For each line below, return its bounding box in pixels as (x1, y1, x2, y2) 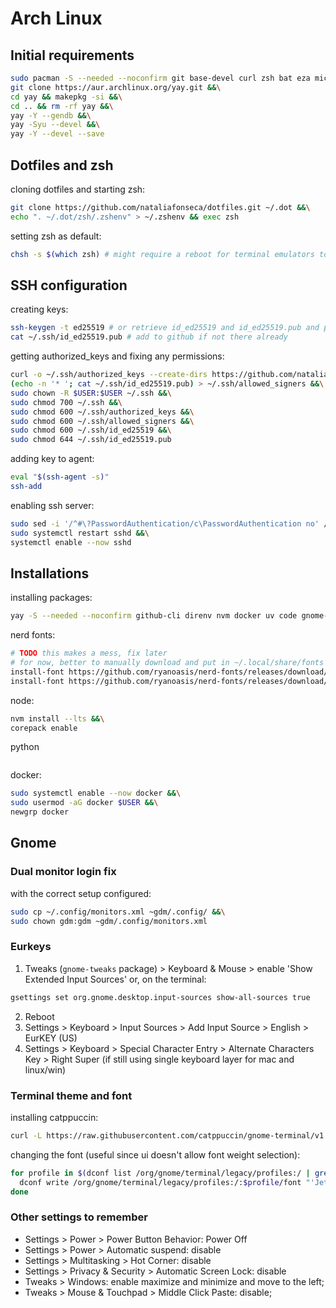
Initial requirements (10, 47, 135, 64)
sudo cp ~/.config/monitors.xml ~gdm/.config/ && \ (10, 907, 226, 917)
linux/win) (24, 1063, 67, 1076)
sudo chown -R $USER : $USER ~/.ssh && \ (10, 388, 172, 398)
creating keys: (10, 303, 69, 316)
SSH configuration (10, 277, 128, 294)
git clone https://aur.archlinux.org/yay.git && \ (10, 82, 222, 92)
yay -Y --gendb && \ (10, 110, 92, 121)
